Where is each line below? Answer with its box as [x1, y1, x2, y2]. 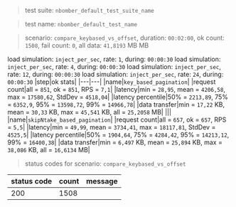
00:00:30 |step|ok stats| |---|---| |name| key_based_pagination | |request [7, 78, 216, 86]
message [86, 176, 119, 186]
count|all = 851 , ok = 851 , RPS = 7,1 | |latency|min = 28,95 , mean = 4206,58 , [7, 85, 226, 93]
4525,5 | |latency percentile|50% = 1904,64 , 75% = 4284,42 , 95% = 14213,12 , [7, 131, 230, 139]
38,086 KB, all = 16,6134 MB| [7, 146, 90, 154]
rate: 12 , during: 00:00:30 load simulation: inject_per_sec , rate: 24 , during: [7, 70, 224, 78]
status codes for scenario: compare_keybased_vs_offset [24, 159, 186, 168]
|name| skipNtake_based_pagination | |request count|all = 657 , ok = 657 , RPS [7, 115, 227, 124]
